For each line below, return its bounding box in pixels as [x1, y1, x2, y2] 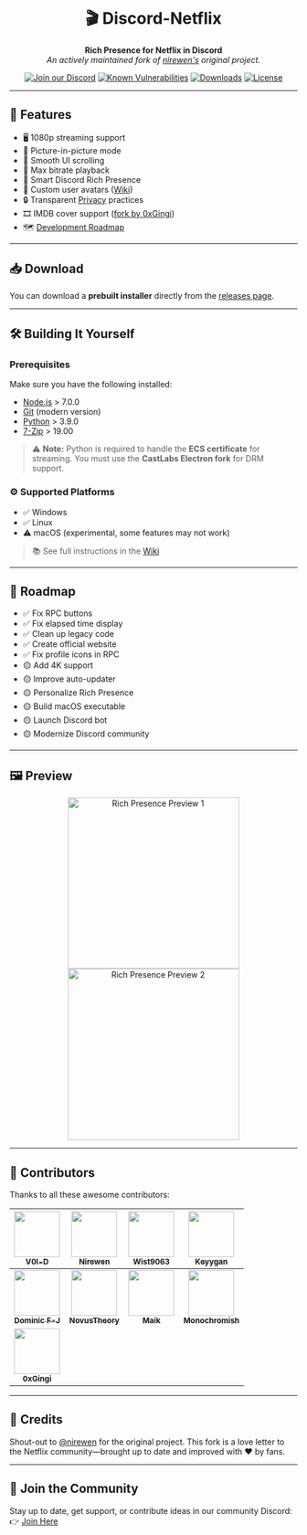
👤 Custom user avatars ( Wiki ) [22, 184, 133, 195]
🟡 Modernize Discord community [22, 728, 150, 739]
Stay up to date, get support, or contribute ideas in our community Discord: [9, 1505, 292, 1516]
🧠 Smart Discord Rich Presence [22, 174, 142, 185]
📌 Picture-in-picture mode [22, 144, 122, 156]
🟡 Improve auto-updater [22, 673, 116, 684]
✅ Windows [22, 506, 68, 517]
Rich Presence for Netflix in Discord [84, 44, 223, 56]
